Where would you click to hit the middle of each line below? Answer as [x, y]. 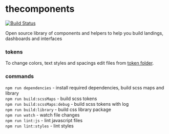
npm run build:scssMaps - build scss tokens [51, 99]
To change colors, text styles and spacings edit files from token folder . [80, 63]
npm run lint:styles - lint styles [40, 126]
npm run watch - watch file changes [43, 115]
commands [20, 76]
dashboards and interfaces [34, 39]
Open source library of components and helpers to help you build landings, [84, 33]
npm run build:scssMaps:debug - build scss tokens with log [67, 104]
